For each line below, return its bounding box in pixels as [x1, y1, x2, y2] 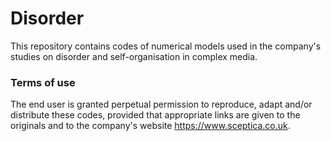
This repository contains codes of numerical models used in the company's [10, 40, 322, 52]
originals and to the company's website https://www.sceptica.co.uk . [10, 120, 291, 132]
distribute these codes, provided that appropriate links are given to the [10, 109, 301, 121]
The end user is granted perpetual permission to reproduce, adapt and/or [10, 98, 313, 111]
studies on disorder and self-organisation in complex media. [10, 50, 258, 62]
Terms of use [10, 75, 76, 89]
